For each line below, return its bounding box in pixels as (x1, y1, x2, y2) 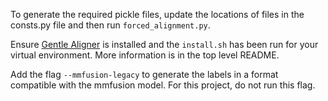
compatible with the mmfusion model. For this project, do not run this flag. (10, 79, 316, 91)
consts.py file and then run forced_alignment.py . (10, 19, 211, 31)
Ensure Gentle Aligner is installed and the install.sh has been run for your (10, 39, 319, 50)
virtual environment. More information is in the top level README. (10, 49, 280, 61)
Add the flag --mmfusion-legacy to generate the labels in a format (10, 69, 279, 80)
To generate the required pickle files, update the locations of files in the (10, 9, 305, 20)
